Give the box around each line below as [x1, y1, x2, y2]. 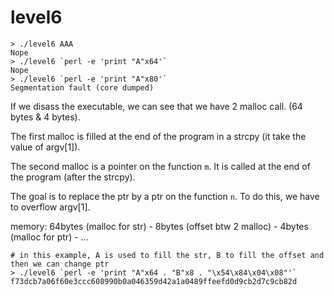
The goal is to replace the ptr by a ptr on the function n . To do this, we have [10, 190, 320, 202]
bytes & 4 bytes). [10, 111, 81, 123]
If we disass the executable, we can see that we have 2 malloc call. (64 [10, 100, 303, 112]
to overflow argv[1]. [10, 201, 91, 213]
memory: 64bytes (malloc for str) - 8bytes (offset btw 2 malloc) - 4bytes [10, 220, 309, 232]
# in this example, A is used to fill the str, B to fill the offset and [10, 250, 325, 260]
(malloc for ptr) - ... [10, 231, 89, 243]
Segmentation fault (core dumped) [10, 82, 155, 93]
